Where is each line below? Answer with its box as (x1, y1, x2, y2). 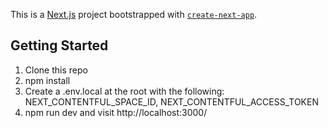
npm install (24, 74, 71, 86)
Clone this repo (24, 64, 88, 76)
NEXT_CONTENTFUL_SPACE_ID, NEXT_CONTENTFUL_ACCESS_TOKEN (24, 95, 319, 108)
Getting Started (10, 37, 109, 54)
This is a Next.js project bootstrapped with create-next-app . (10, 9, 258, 20)
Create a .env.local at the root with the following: (24, 85, 225, 97)
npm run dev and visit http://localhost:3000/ (24, 106, 208, 118)
